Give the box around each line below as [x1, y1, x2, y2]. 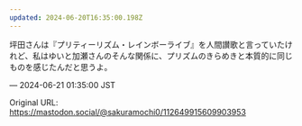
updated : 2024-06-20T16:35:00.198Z [9, 13, 143, 22]
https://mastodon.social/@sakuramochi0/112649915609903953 [9, 106, 246, 117]
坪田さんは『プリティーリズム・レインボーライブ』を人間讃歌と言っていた [9, 39, 286, 49]
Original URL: [9, 96, 59, 108]
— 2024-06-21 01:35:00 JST [9, 79, 115, 90]
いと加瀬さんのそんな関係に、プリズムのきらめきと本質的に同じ [56, 50, 293, 61]
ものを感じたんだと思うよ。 [9, 61, 113, 72]
